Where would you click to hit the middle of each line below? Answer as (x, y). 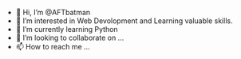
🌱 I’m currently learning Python (67, 29)
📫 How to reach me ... (53, 47)
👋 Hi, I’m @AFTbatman (53, 12)
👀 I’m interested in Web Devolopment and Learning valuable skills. (124, 21)
